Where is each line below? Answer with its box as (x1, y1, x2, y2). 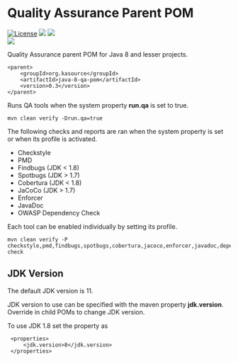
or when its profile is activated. (7, 135, 98, 143)
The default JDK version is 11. (7, 286, 93, 295)
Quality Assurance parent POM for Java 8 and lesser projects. (7, 50, 188, 58)
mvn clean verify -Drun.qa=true (7, 115, 103, 122)
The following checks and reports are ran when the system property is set (7, 127, 224, 135)
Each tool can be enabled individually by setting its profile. (7, 222, 178, 231)
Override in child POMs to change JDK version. (7, 307, 145, 316)
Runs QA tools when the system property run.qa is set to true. (7, 101, 189, 109)
